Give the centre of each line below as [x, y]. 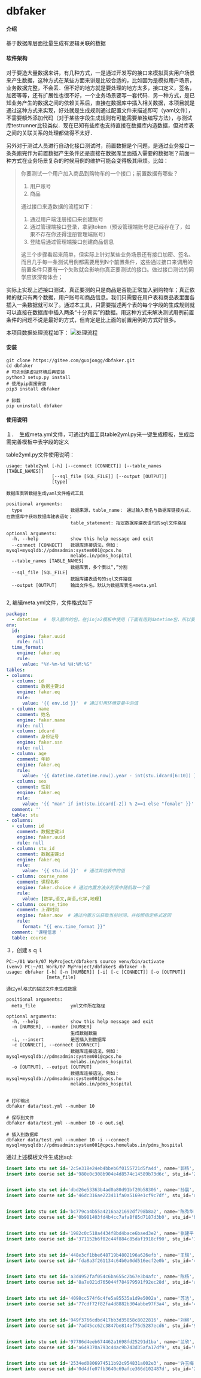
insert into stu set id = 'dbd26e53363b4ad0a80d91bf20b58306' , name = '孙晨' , [100, 1190]
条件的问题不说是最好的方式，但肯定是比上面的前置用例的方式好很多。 [93, 320]
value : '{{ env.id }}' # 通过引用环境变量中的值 [80, 703]
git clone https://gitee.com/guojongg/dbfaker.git [71, 360]
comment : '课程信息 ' [36, 932]
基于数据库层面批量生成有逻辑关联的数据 [56, 43]
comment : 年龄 [33, 759]
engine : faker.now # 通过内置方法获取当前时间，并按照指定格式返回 [94, 915]
